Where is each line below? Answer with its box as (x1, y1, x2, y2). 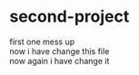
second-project (9, 6, 130, 27)
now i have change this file (9, 45, 110, 56)
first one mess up (9, 36, 75, 47)
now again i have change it (9, 55, 110, 66)
